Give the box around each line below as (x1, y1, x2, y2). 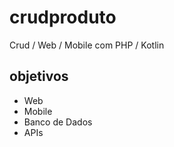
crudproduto (9, 6, 117, 29)
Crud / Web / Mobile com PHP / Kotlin (9, 39, 165, 51)
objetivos (9, 68, 69, 85)
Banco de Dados (23, 116, 93, 128)
